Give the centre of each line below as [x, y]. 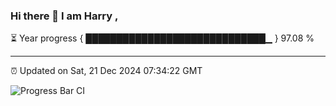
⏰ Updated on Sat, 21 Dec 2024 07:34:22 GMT [106, 71]
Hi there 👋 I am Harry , [64, 16]
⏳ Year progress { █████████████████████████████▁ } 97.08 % [162, 38]
